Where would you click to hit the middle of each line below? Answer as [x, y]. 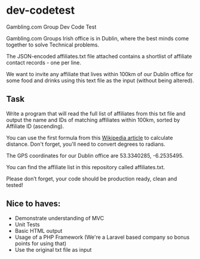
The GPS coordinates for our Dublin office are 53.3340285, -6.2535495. [95, 155]
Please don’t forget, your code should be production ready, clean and [92, 179]
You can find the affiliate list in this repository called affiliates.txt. [86, 167]
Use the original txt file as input [53, 249]
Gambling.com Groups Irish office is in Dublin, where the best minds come [98, 38]
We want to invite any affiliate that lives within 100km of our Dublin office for [100, 74]
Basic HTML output [39, 230]
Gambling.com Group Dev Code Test [51, 27]
